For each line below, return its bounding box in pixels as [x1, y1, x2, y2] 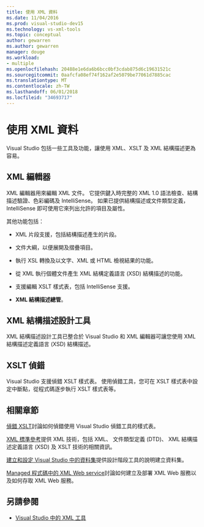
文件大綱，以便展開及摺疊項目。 [15, 244, 96, 251]
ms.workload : [6, 55, 40, 61]
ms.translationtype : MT [6, 77, 67, 83]
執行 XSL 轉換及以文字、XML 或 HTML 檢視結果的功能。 [15, 256, 157, 264]
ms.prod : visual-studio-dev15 [6, 20, 84, 26]
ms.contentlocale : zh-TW [6, 83, 70, 90]
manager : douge [6, 49, 45, 55]
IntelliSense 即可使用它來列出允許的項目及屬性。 [6, 204, 129, 212]
